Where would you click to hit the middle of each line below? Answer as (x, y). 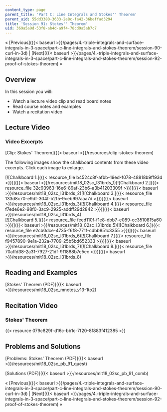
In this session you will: (29, 91)
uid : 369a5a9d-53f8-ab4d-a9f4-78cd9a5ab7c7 (51, 28)
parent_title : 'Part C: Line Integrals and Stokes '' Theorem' (71, 14)
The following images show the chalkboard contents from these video (77, 162)
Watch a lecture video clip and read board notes (62, 101)
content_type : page (25, 10)
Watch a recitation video (37, 112)
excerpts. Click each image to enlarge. (45, 167)
